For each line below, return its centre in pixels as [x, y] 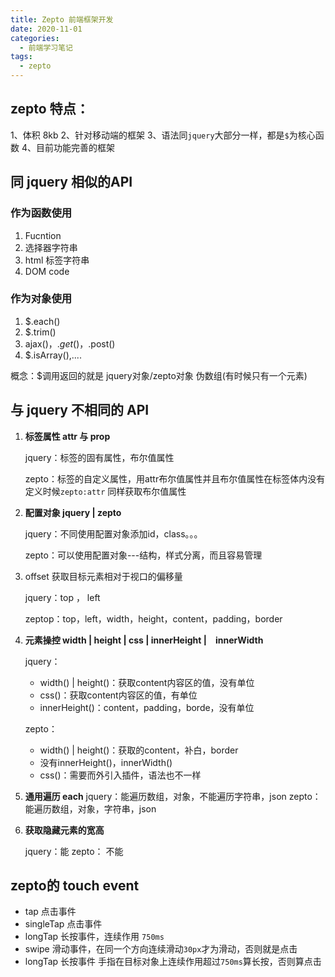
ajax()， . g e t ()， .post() [70, 343]
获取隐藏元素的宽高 [64, 830]
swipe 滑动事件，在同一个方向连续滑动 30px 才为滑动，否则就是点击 [161, 949]
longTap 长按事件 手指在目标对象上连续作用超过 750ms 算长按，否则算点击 [173, 962]
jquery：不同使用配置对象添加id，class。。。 [113, 533]
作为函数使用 [41, 213]
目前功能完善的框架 [75, 147]
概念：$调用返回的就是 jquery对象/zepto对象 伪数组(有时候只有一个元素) [159, 375]
